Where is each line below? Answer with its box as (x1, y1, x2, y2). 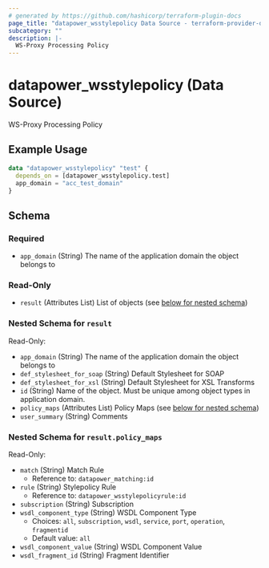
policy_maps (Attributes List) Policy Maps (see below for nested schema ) (19, 403, 259, 412)
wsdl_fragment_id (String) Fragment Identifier (19, 550, 170, 560)
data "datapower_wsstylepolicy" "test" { (8, 164, 149, 172)
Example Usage (8, 143, 88, 156)
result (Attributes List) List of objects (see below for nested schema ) (19, 298, 248, 307)
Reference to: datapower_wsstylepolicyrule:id (31, 490, 187, 500)
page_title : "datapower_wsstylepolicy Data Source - (8, 19, 188, 27)
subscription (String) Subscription (19, 499, 134, 509)
